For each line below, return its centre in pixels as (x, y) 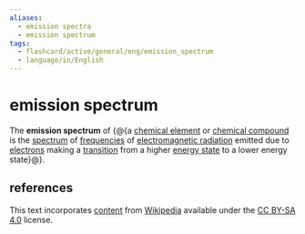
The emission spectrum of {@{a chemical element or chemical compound (149, 130)
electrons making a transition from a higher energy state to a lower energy (149, 149)
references (41, 188)
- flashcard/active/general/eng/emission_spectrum (116, 52)
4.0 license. (31, 219)
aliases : (26, 18)
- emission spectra (55, 26)
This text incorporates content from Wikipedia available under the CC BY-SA (152, 209)
